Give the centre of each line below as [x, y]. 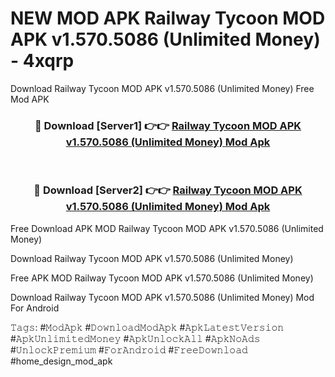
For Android [35, 308]
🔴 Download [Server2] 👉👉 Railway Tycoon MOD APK [168, 190]
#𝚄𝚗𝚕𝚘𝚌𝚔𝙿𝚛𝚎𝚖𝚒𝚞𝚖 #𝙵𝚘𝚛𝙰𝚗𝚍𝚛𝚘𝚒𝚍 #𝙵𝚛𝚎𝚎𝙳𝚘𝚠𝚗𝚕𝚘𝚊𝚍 [129, 349]
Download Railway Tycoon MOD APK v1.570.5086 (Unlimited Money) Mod [162, 297]
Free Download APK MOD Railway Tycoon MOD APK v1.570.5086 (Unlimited [167, 228]
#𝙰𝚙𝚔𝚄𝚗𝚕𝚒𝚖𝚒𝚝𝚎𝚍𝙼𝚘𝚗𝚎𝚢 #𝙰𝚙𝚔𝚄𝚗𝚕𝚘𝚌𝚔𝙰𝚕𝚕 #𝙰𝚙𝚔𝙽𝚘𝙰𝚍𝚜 [135, 338]
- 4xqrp [42, 61]
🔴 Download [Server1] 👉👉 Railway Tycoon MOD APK [168, 125]
